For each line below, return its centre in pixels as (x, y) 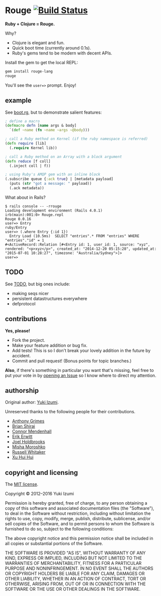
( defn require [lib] (26, 143)
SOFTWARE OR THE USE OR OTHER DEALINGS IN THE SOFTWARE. (73, 589)
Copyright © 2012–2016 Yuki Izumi (39, 494)
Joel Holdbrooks (28, 442)
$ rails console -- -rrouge (33, 206)
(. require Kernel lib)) (33, 148)
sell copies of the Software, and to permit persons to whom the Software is (80, 524)
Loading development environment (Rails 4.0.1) (54, 210)
